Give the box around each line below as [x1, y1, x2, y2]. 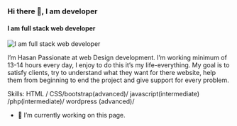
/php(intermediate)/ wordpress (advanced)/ [7, 97, 135, 105]
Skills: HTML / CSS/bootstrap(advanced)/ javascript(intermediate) [7, 90, 200, 98]
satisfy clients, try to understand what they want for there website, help [7, 69, 216, 77]
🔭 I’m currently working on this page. [17, 111, 126, 120]
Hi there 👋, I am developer [7, 6, 98, 16]
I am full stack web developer [7, 24, 96, 33]
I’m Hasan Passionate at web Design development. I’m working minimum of [7, 53, 227, 62]
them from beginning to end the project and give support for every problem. [7, 76, 229, 84]
